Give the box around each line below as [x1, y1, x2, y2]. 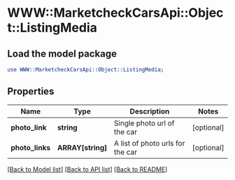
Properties [7, 85, 55, 97]
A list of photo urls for [114, 138, 185, 148]
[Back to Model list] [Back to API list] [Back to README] [7, 165, 168, 173]
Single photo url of [114, 118, 175, 127]
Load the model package [7, 48, 117, 60]
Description [129, 106, 170, 116]
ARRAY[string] [57, 142, 108, 152]
